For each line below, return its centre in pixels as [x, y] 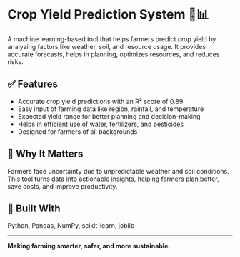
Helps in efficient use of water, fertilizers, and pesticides [101, 124]
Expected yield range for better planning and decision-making [109, 116]
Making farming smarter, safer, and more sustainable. [89, 246]
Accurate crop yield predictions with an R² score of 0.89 [100, 101]
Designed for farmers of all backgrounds [77, 131]
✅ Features [33, 84]
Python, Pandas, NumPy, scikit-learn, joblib [71, 226]
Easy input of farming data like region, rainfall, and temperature [111, 109]
